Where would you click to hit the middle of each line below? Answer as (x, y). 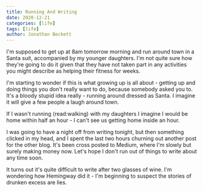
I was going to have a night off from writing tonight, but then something (95, 132)
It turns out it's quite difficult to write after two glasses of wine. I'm (89, 170)
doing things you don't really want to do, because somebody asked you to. (99, 89)
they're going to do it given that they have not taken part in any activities (97, 65)
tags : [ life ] (23, 29)
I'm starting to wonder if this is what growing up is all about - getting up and (101, 83)
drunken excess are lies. (37, 183)
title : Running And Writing (42, 12)
